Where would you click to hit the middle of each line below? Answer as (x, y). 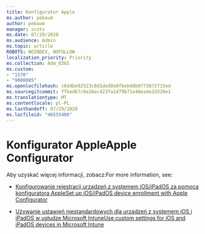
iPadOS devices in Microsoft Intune (59, 225)
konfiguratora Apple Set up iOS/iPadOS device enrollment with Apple (101, 193)
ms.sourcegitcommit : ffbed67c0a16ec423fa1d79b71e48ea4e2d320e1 (89, 92)
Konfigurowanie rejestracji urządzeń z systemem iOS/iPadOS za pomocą (107, 187)
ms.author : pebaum (30, 18)
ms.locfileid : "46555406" (39, 115)
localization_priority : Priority (49, 58)
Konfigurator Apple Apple (72, 145)
